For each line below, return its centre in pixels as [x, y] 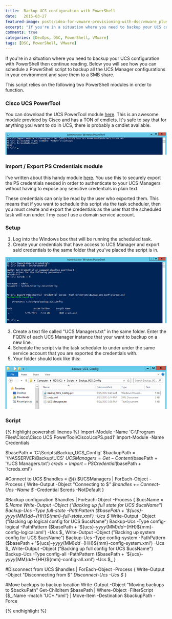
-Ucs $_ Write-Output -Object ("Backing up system [101, 532]
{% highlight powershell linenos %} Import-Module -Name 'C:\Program [80, 432]
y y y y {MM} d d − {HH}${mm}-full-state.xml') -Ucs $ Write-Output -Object [81, 516]
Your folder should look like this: [47, 359]
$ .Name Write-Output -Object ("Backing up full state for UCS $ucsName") [84, 505]
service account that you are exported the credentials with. [75, 353]
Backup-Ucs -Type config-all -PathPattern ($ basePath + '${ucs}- [74, 554]
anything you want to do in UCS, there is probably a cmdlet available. [78, 125]
